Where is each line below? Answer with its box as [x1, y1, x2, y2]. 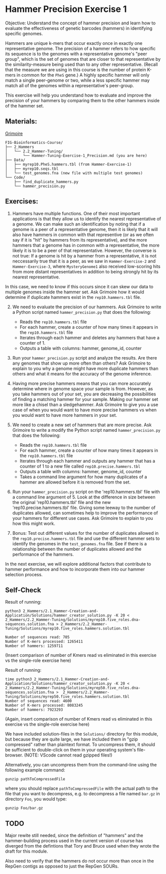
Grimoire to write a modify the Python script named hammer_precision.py [12, 427, 161, 433]
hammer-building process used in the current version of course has [5, 838, 143, 844]
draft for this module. [5, 848, 48, 855]
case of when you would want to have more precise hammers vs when [12, 407, 157, 413]
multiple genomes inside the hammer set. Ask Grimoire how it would [5, 289, 145, 295]
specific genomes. [5, 30, 43, 36]
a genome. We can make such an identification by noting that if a [12, 221, 145, 227]
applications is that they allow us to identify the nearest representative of [12, 216, 162, 222]
